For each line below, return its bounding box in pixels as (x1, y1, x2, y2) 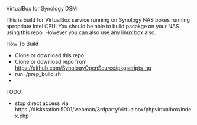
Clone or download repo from (14, 58, 87, 65)
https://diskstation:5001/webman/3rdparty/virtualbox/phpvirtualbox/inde (14, 106, 192, 113)
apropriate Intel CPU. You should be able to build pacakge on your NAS (6, 23, 179, 29)
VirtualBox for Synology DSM (6, 5, 77, 12)
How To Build (6, 41, 39, 47)
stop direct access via (14, 100, 69, 107)
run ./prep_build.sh (14, 71, 61, 77)
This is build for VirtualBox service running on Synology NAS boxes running (6, 17, 190, 23)
